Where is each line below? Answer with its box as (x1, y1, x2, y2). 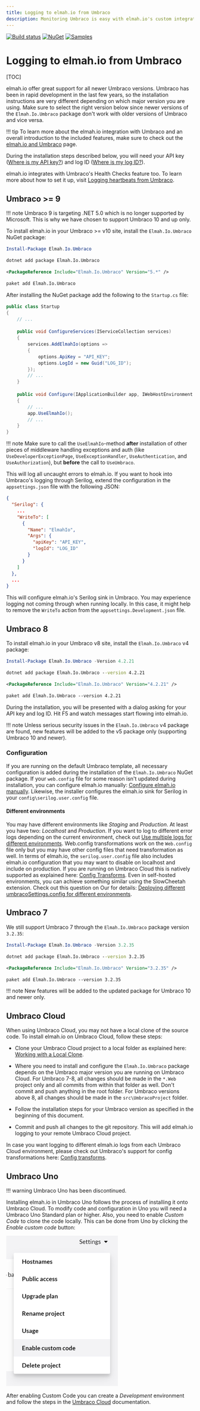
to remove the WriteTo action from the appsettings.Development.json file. (6, 607, 186, 614)
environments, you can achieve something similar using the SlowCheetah (6, 878, 186, 885)
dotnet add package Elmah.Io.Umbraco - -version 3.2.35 (6, 953, 145, 960)
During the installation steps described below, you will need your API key (6, 152, 185, 160)
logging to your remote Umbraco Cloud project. (14, 1130, 132, 1137)
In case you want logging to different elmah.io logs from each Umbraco (6, 1141, 181, 1148)
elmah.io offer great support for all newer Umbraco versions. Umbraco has (6, 85, 189, 92)
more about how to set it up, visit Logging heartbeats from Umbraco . (6, 176, 174, 184)
